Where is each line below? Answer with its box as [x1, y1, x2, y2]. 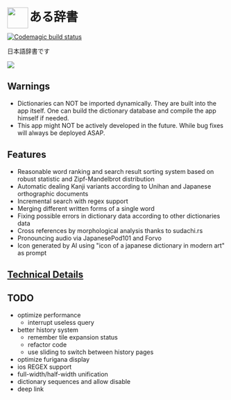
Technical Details [7, 269, 84, 280]
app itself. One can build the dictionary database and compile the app [17, 106, 216, 115]
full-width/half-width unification [17, 369, 109, 378]
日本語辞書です [7, 47, 50, 55]
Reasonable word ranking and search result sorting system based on [17, 167, 214, 175]
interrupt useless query [27, 318, 95, 326]
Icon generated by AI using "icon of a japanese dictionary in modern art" [17, 241, 225, 250]
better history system [17, 326, 78, 334]
